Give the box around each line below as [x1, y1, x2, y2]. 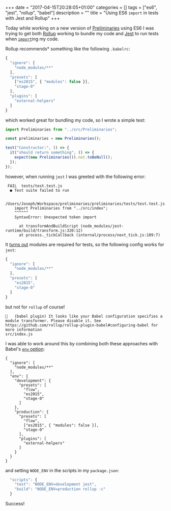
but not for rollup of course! [5, 303, 65, 310]
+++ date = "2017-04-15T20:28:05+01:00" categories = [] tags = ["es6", [5, 5, 157, 10]
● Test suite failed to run [10, 188, 70, 193]
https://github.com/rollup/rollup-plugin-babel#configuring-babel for [5, 322, 158, 328]
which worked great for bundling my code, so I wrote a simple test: [5, 117, 146, 123]
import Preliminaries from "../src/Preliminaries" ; [5, 127, 117, 132]
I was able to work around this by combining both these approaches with [5, 340, 158, 346]
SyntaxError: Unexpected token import [14, 214, 97, 220]
